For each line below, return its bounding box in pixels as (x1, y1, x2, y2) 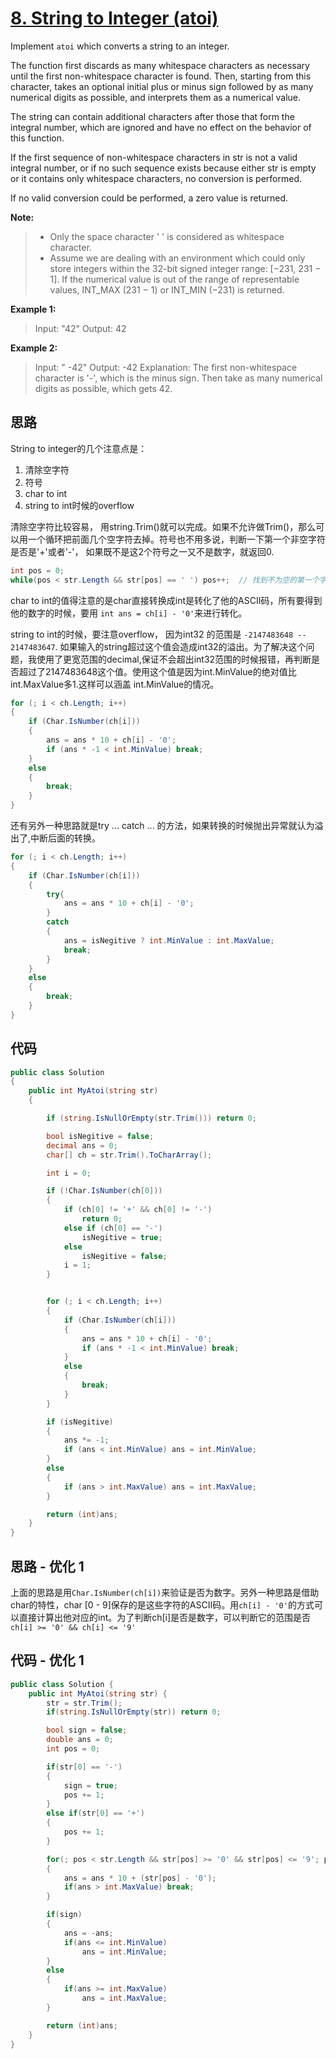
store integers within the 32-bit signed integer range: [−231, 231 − (49, 262, 322, 274)
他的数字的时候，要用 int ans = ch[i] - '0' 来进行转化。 (10, 607, 248, 619)
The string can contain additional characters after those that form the (10, 110, 295, 122)
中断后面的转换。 (30, 832, 102, 844)
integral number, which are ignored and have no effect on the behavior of (10, 121, 312, 133)
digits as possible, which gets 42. (34, 382, 173, 394)
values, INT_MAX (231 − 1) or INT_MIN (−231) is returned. (49, 283, 285, 296)
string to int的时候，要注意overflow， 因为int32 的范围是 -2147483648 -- (10, 628, 307, 640)
